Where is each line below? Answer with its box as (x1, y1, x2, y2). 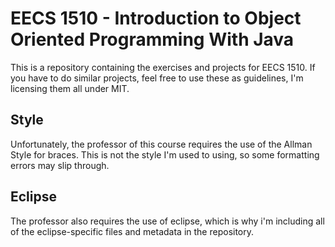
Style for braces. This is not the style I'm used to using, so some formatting (10, 148, 320, 161)
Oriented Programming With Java (10, 28, 295, 51)
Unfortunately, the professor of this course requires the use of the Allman (10, 138, 313, 150)
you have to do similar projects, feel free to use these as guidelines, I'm (10, 72, 304, 84)
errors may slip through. (10, 159, 110, 171)
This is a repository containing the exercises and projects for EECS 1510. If (10, 61, 316, 73)
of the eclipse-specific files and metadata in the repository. (10, 225, 255, 237)
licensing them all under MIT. (10, 82, 130, 94)
